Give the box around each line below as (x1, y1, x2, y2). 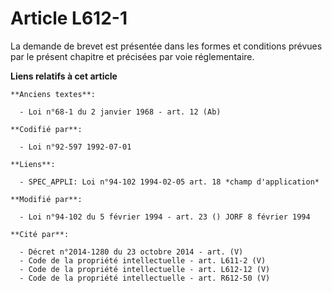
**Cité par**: (10, 229, 70, 239)
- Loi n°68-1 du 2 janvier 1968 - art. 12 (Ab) (19, 107, 222, 117)
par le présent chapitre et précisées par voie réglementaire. (10, 50, 255, 62)
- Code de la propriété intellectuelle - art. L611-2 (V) (19, 255, 267, 266)
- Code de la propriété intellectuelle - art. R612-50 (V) (19, 273, 271, 283)
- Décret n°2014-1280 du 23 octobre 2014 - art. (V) (19, 247, 244, 257)
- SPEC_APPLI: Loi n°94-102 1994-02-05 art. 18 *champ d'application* (19, 177, 320, 187)
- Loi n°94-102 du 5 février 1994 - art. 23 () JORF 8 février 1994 (19, 212, 311, 222)
